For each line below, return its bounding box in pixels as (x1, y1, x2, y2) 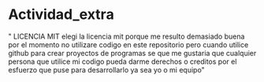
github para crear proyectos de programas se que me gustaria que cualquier (8, 48, 257, 58)
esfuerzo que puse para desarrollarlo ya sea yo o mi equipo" (8, 65, 205, 74)
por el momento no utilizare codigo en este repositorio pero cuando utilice (8, 39, 249, 49)
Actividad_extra (8, 6, 114, 24)
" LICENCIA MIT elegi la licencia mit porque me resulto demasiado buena (8, 32, 245, 41)
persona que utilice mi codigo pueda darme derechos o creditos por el (8, 57, 237, 66)
